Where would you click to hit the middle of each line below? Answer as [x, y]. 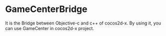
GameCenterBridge [46, 9]
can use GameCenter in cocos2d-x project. [49, 28]
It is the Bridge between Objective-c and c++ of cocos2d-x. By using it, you [83, 23]
